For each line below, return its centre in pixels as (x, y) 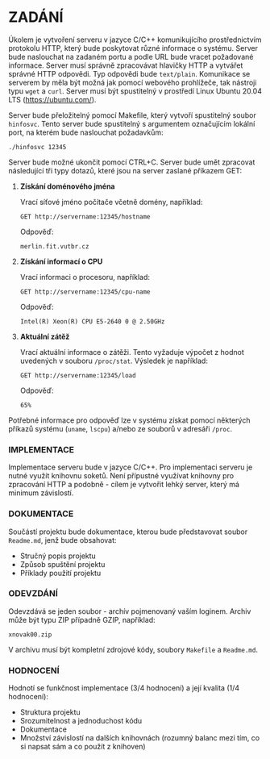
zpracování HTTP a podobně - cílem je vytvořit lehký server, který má (124, 485)
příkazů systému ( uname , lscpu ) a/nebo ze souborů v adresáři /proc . (120, 428)
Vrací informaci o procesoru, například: (85, 277)
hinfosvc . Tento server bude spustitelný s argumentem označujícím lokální (132, 123)
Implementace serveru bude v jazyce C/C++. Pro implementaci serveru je (131, 467)
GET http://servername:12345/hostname (85, 217)
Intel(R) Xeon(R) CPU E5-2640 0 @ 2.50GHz (92, 321)
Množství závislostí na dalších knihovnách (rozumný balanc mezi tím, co (140, 738)
